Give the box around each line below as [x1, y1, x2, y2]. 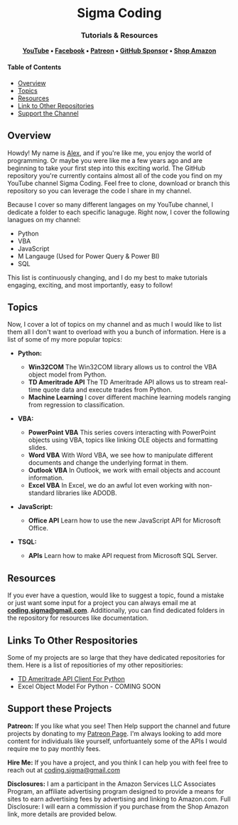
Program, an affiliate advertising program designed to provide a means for [7, 787, 225, 795]
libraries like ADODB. [55, 489, 117, 498]
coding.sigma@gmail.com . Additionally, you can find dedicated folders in [7, 606, 225, 615]
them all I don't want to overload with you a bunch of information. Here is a [7, 327, 226, 336]
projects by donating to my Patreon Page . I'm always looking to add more [7, 729, 222, 737]
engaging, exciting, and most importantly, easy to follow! [7, 280, 173, 289]
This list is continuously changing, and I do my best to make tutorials [7, 273, 208, 282]
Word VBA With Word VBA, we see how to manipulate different [28, 451, 213, 460]
